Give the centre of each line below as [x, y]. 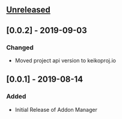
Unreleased [29, 10]
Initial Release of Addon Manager [56, 109]
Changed [20, 47]
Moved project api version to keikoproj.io [65, 61]
